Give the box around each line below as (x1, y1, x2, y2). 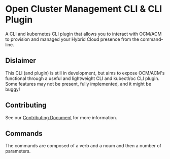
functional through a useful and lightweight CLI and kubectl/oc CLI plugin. (5, 75, 160, 82)
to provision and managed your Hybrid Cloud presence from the (5, 36, 140, 42)
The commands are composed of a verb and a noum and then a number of (5, 143, 161, 149)
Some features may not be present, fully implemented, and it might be (5, 81, 151, 87)
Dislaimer (5, 57, 37, 65)
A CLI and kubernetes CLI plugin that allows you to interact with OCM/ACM (5, 31, 162, 37)
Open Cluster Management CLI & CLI (5, 3, 162, 15)
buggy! (5, 86, 20, 92)
